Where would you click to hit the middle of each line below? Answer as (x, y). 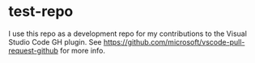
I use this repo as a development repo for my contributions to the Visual (127, 33)
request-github (34, 50)
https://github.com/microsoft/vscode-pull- (174, 41)
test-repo (41, 12)
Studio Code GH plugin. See (55, 41)
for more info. (83, 50)
